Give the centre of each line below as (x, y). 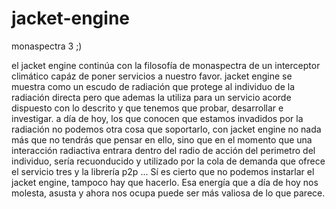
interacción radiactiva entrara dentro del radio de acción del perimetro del (163, 150)
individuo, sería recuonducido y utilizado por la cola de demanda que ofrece (168, 161)
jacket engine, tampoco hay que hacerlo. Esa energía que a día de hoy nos (165, 182)
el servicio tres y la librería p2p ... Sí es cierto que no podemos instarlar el (163, 171)
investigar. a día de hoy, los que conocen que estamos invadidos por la (157, 118)
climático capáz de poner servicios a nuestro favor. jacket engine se (152, 76)
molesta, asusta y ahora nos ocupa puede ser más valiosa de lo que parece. (168, 193)
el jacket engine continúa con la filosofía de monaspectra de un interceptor (166, 65)
